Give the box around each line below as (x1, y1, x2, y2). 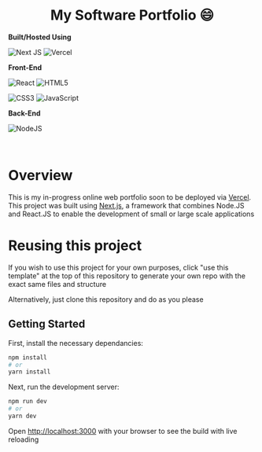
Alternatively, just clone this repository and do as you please (8, 294, 204, 304)
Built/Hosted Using (8, 32, 72, 42)
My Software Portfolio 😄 (50, 6, 215, 24)
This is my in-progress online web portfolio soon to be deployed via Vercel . (8, 192, 252, 202)
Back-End (8, 108, 41, 118)
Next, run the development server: (8, 382, 120, 391)
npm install (8, 353, 47, 362)
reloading (8, 435, 39, 444)
